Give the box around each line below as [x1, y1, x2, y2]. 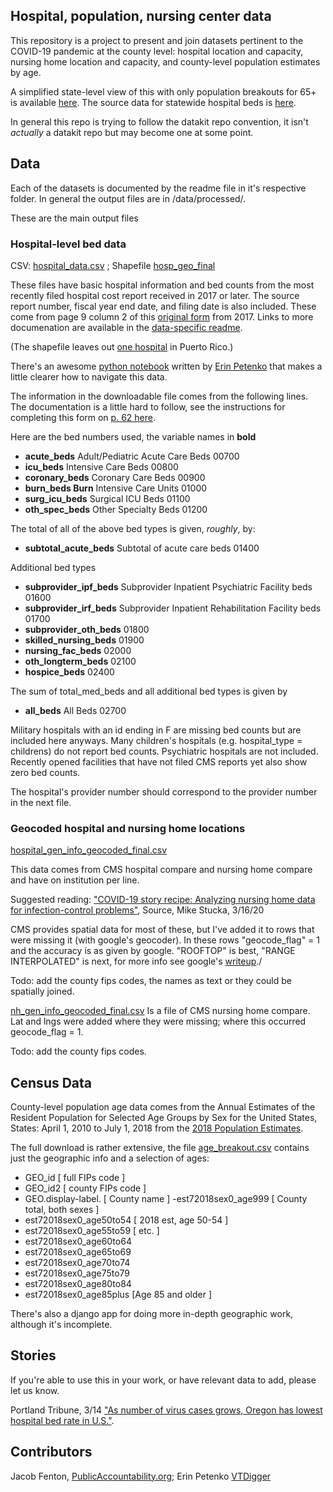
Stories [10, 1347, 57, 1364]
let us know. [10, 1384, 60, 1396]
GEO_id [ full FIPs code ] [24, 1172, 126, 1184]
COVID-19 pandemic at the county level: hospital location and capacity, [10, 45, 304, 57]
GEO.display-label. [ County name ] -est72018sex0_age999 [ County [24, 1193, 308, 1205]
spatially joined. [10, 985, 75, 998]
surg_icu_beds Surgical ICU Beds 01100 [24, 492, 191, 504]
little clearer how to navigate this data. [10, 370, 168, 383]
